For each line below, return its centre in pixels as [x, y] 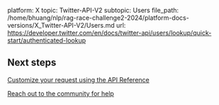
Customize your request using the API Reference [79, 79]
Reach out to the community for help [61, 93]
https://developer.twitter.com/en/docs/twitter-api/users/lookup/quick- [109, 33]
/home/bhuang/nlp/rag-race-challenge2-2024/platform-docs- [98, 18]
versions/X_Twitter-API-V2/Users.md [61, 25]
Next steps [32, 63]
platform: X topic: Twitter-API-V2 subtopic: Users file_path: [93, 10]
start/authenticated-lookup [47, 40]
